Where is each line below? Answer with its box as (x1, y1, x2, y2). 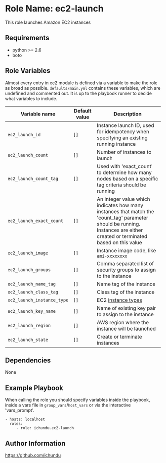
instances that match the (97, 208, 155, 215)
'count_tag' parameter (97, 214, 148, 221)
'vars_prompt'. (5, 407, 35, 413)
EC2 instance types (97, 296, 142, 303)
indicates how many (97, 202, 143, 209)
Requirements (5, 34, 49, 42)
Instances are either (97, 227, 143, 233)
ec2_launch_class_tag (7, 289, 58, 295)
